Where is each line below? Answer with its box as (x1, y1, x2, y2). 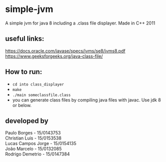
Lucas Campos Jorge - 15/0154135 (5, 140, 76, 146)
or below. (12, 102, 32, 108)
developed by (5, 116, 49, 125)
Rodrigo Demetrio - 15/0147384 (5, 151, 70, 157)
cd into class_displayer (12, 81, 64, 87)
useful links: (5, 34, 44, 43)
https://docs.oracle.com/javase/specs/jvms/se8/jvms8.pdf (5, 47, 126, 53)
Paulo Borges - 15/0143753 (5, 130, 61, 136)
